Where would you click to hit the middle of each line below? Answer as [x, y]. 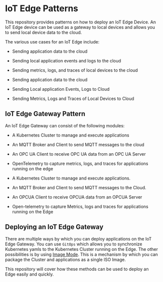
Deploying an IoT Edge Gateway [54, 227]
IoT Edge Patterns [42, 9]
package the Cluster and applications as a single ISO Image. [65, 260]
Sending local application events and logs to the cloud [66, 60]
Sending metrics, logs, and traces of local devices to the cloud [75, 70]
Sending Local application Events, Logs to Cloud [61, 89]
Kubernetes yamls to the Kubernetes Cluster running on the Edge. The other [81, 249]
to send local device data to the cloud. [43, 32]
